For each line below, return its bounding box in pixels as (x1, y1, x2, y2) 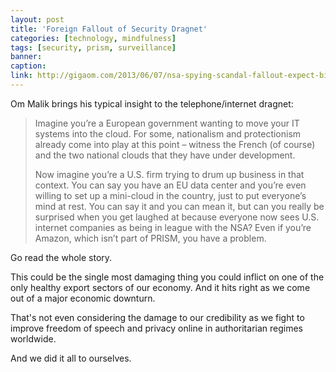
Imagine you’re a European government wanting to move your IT (34, 117, 300, 129)
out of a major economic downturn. (10, 292, 156, 304)
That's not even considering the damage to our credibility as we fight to (10, 311, 305, 323)
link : (10, 71, 33, 81)
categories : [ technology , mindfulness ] (10, 33, 177, 43)
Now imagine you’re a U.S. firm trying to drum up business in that (34, 168, 305, 180)
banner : (10, 52, 43, 62)
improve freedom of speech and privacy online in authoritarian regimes (10, 322, 303, 334)
